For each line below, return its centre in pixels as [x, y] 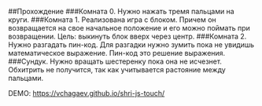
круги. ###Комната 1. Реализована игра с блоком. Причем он [112, 20]
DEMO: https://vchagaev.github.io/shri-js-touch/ [87, 93]
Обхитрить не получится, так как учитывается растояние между [117, 69]
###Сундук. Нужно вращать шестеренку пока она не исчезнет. [115, 61]
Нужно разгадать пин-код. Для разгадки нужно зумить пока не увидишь [131, 45]
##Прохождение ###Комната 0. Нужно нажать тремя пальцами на [121, 11]
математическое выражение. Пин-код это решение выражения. [117, 53]
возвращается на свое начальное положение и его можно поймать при [129, 28]
